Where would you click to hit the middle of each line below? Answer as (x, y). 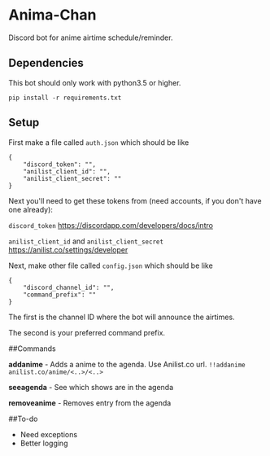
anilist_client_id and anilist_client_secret (86, 241)
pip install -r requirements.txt (65, 98)
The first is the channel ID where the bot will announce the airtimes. (122, 317)
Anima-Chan (52, 15)
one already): (30, 209)
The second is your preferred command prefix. (87, 332)
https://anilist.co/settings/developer (68, 249)
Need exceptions (49, 434)
